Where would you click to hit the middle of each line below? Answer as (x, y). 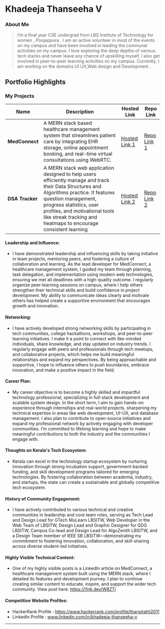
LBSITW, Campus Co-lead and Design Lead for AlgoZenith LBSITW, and (85, 531)
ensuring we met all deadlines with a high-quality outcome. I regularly (83, 280)
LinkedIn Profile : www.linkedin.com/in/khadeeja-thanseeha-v (75, 617)
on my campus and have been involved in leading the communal (82, 46)
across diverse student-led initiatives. (50, 546)
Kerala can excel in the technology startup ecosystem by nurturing (80, 461)
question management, (70, 199)
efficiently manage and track (76, 180)
